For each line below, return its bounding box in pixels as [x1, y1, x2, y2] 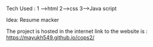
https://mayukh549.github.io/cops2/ [6, 34, 95, 41]
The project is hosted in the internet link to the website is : [6, 28, 148, 35]
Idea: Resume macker [6, 16, 59, 23]
